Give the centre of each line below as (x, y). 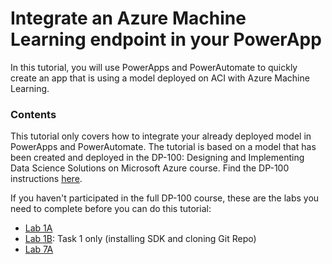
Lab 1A (38, 228)
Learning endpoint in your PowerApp (166, 39)
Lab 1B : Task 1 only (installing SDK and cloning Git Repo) (140, 239)
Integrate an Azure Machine (128, 18)
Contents (33, 114)
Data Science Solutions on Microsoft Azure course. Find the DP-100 (150, 168)
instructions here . (46, 179)
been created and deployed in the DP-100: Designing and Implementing (157, 158)
